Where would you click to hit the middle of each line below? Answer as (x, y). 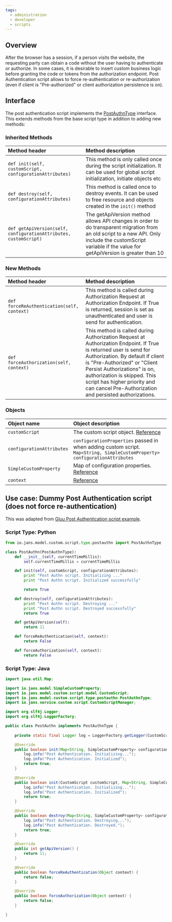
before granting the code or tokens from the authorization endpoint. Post (82, 74)
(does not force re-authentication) (61, 507)
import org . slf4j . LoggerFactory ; (41, 717)
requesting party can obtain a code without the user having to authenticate (84, 63)
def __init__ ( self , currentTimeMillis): (58, 557)
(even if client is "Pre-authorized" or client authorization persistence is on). (84, 85)
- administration (28, 15)
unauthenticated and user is (119, 316)
